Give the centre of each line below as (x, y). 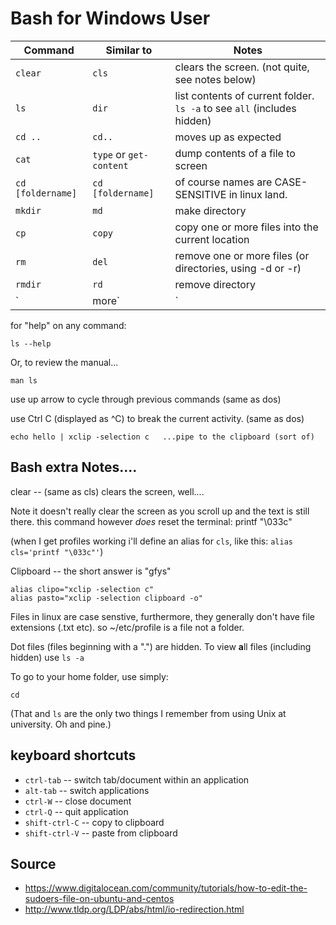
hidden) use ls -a (47, 657)
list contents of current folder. (244, 95)
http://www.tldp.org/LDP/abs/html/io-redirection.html (134, 909)
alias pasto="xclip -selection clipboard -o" (106, 598)
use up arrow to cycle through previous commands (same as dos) (146, 399)
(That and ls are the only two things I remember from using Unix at (148, 713)
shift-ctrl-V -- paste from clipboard (101, 833)
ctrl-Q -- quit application (76, 811)
